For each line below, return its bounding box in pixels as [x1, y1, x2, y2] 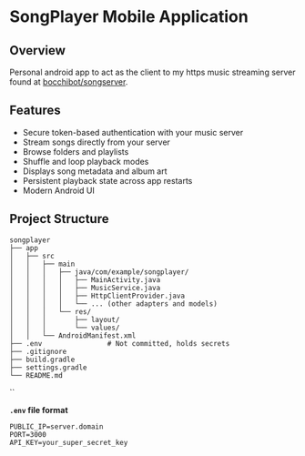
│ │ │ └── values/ [9, 323, 120, 332]
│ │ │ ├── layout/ [9, 315, 120, 324]
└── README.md [9, 370, 64, 380]
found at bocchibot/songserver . [9, 76, 128, 87]
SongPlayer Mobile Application [9, 6, 249, 27]
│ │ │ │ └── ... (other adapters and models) [9, 299, 219, 309]
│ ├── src [9, 251, 55, 260]
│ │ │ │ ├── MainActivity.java [9, 275, 161, 284]
